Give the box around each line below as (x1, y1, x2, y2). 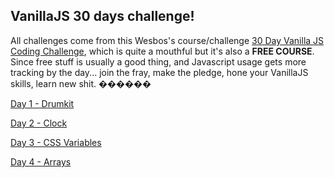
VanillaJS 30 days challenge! (10, 8, 195, 25)
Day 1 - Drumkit (10, 97, 75, 109)
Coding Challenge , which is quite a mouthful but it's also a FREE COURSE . (10, 45, 315, 57)
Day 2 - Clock (10, 117, 68, 129)
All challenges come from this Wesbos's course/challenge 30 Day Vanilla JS (10, 34, 325, 46)
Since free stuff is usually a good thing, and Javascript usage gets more (10, 55, 307, 68)
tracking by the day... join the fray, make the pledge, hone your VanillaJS (10, 66, 309, 78)
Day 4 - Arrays (10, 155, 72, 168)
